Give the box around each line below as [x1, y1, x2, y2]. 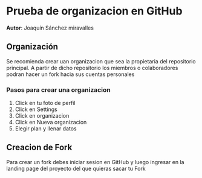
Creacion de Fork [6, 142, 73, 153]
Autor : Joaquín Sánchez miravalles [6, 24, 94, 31]
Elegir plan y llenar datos [15, 125, 77, 132]
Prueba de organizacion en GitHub [6, 4, 183, 18]
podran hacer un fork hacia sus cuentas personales [6, 71, 135, 78]
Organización [6, 42, 59, 52]
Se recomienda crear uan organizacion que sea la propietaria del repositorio [6, 57, 196, 65]
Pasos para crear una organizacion [6, 86, 111, 94]
